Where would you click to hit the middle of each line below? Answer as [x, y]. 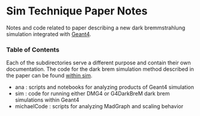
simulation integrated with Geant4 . [49, 34]
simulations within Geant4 [47, 100]
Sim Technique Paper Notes [77, 11]
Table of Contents [33, 49]
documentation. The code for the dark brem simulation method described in [100, 69]
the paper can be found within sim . [49, 76]
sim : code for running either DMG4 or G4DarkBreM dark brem [92, 94]
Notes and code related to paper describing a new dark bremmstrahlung [96, 28]
